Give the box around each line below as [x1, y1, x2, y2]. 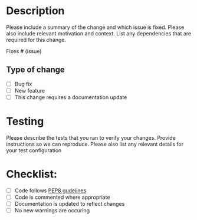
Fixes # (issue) [6, 47, 42, 54]
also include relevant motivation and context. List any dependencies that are [6, 29, 192, 37]
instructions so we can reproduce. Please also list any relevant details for [6, 140, 184, 147]
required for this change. [6, 36, 67, 43]
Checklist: [6, 168, 58, 181]
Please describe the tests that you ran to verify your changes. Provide [6, 134, 176, 141]
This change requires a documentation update [14, 93, 127, 101]
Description [6, 4, 65, 18]
